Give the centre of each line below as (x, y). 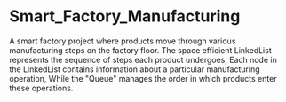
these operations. (41, 88)
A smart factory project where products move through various (123, 41)
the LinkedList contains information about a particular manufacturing (135, 69)
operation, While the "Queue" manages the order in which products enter (143, 78)
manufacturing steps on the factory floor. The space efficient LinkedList (141, 50)
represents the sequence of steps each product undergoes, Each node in (143, 59)
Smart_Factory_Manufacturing (125, 16)
